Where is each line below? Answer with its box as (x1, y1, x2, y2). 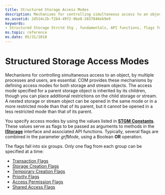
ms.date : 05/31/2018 (5, 35, 48, 40)
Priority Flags (12, 173, 39, 179)
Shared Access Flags (12, 184, 55, 190)
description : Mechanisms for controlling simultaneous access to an (5, 12, 148, 17)
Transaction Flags (12, 158, 49, 164)
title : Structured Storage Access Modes (5, 7, 89, 12)
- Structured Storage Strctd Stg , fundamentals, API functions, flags (5, 26, 155, 30)
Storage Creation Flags (12, 163, 59, 169)
